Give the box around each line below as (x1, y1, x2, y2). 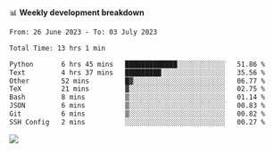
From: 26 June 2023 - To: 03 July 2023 (9, 28, 158, 36)
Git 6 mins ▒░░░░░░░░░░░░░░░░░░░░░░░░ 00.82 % (9, 109, 266, 118)
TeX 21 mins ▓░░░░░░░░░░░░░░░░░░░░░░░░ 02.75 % (9, 85, 266, 93)
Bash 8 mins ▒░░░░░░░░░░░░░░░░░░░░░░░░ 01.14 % (9, 93, 266, 102)
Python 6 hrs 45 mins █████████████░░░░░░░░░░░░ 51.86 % (9, 60, 266, 68)
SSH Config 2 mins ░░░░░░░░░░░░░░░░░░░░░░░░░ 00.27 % (9, 117, 266, 126)
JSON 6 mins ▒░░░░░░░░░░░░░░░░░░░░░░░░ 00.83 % (9, 101, 266, 110)
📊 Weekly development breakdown (9, 7, 145, 18)
